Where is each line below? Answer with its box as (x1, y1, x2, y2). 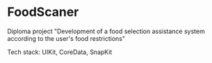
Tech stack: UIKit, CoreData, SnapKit (7, 48, 113, 56)
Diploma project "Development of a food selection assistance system (7, 27, 205, 35)
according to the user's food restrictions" (7, 34, 125, 42)
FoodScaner (7, 4, 79, 20)
